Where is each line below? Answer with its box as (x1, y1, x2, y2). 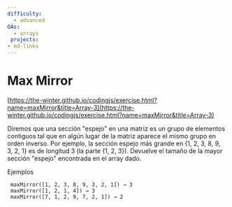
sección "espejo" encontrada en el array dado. (7, 154, 142, 162)
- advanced (13, 17, 45, 24)
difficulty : (7, 10, 42, 17)
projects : (10, 36, 39, 43)
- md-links (7, 43, 39, 50)
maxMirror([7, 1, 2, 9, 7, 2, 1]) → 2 (10, 193, 124, 200)
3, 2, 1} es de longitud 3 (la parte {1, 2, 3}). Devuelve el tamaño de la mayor (7, 146, 223, 155)
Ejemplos (7, 167, 34, 176)
